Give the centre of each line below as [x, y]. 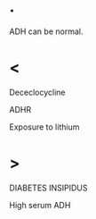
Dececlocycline [37, 92]
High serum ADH [40, 205]
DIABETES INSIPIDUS [48, 188]
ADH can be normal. [46, 31]
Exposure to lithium [44, 127]
